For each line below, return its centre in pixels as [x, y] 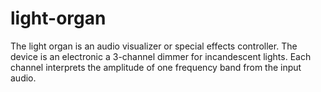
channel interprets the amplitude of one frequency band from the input [156, 67]
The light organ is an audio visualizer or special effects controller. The [154, 46]
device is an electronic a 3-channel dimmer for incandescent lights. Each [161, 56]
